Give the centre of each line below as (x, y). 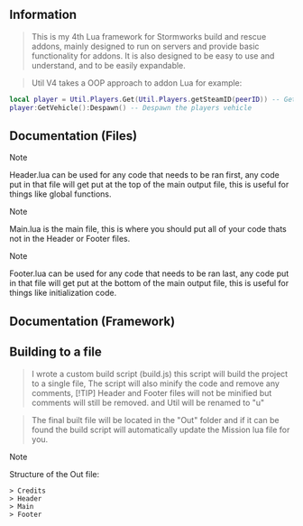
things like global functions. (60, 194)
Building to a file (55, 352)
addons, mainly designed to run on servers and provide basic (145, 46)
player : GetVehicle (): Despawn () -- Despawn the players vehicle (131, 107)
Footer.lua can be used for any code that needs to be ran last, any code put (149, 273)
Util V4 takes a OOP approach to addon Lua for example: (137, 83)
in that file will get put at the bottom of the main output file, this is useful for (149, 283)
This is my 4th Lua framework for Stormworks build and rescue (149, 36)
